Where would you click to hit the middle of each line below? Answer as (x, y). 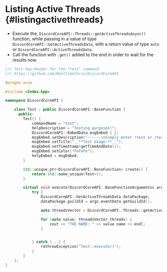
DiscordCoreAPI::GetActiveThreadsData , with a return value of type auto (86, 44)
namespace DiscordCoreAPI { (34, 100)
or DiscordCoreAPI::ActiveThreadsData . (52, 49)
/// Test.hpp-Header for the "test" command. (53, 69)
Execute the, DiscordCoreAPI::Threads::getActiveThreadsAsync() (79, 33)
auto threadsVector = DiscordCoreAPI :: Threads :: (92, 210)
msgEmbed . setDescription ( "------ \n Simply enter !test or (92, 137)
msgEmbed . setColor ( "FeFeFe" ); (63, 151)
